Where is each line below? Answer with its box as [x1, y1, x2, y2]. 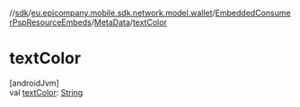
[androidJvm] [9, 78, 60, 88]
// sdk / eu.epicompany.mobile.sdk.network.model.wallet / [9, 8, 216, 18]
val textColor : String [9, 86, 84, 97]
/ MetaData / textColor [91, 17, 168, 28]
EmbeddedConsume [215, 8, 291, 18]
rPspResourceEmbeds [9, 17, 92, 28]
